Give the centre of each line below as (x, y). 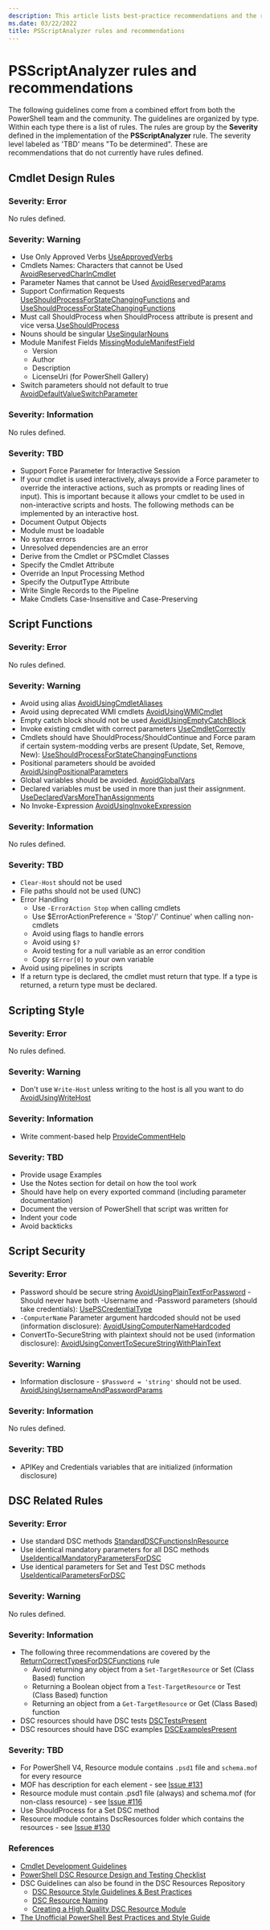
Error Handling (44, 899)
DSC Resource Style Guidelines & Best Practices (112, 1891)
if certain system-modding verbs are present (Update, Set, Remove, (132, 746)
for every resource (51, 1776)
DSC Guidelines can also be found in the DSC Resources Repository (132, 1883)
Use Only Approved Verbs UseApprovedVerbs (96, 257)
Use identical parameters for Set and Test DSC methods (113, 1567)
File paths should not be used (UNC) (80, 891)
